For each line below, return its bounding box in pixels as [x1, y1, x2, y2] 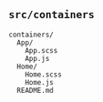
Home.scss [25, 69, 63, 79]
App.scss [25, 46, 58, 55]
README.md [16, 86, 54, 95]
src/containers [8, 8, 95, 22]
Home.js [25, 77, 54, 87]
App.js [25, 54, 50, 63]
